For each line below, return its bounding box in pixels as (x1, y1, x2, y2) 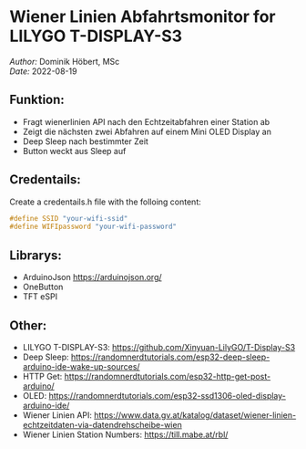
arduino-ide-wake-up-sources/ (22, 360, 140, 371)
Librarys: (9, 247, 62, 263)
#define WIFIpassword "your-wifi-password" (9, 222, 178, 232)
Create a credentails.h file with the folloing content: (9, 196, 202, 207)
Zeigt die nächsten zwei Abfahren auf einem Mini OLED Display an (22, 126, 271, 137)
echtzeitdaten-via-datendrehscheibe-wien (22, 419, 182, 430)
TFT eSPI (22, 291, 57, 302)
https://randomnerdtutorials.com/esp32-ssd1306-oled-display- (48, 390, 287, 401)
